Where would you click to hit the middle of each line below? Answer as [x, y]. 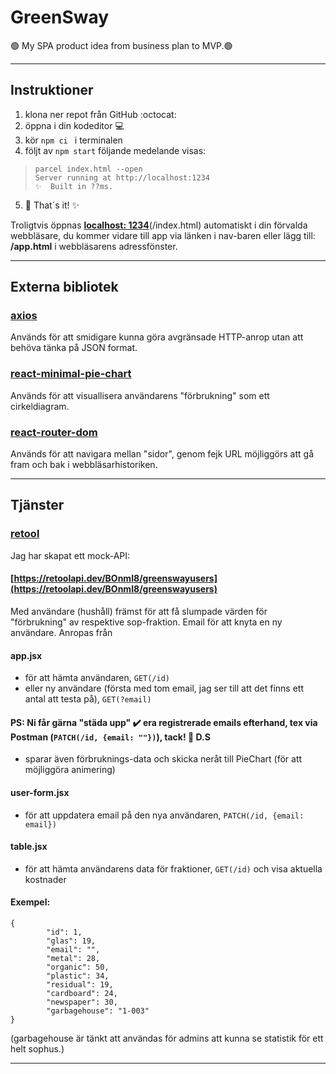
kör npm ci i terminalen [73, 140]
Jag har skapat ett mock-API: [70, 555]
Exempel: [30, 902]
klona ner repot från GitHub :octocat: [100, 114]
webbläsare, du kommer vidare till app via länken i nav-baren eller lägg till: [163, 235]
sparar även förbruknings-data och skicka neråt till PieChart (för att [163, 759]
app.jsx [26, 655]
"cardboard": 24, [82, 993]
